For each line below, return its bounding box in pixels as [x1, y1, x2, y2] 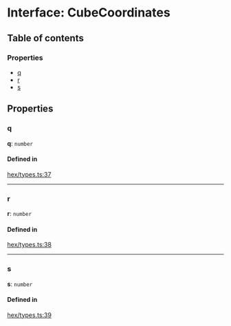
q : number [7, 139, 33, 147]
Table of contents [7, 32, 84, 44]
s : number [7, 280, 33, 288]
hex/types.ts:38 [7, 241, 52, 249]
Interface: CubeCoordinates [7, 5, 170, 21]
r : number [7, 210, 32, 218]
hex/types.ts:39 [7, 311, 52, 319]
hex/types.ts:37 [7, 170, 52, 178]
